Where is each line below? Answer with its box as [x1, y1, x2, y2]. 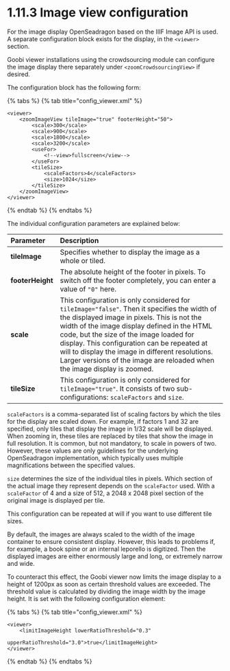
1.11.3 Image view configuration [7, 5, 189, 21]
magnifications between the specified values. [7, 461, 136, 469]
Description [60, 236, 99, 245]
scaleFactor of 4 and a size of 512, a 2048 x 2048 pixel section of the [7, 489, 204, 497]
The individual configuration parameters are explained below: [7, 219, 180, 227]
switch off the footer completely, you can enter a [60, 275, 216, 285]
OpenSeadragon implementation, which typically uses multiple [7, 453, 183, 462]
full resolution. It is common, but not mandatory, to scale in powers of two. [7, 439, 217, 447]
